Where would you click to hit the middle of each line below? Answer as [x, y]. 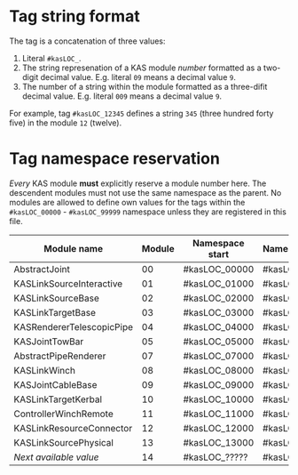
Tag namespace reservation [114, 159]
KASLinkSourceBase [56, 298]
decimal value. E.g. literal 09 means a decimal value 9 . [138, 76]
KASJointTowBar [49, 342]
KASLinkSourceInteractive [68, 284]
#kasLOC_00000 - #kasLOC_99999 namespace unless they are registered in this [148, 212]
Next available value [56, 457]
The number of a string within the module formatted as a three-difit [145, 86]
